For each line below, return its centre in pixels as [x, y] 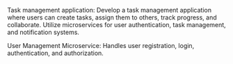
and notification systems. [43, 32]
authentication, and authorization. [56, 53]
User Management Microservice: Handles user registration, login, [101, 46]
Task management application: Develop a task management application [110, 10]
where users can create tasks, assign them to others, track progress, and [112, 17]
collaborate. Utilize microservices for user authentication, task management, [116, 25]
